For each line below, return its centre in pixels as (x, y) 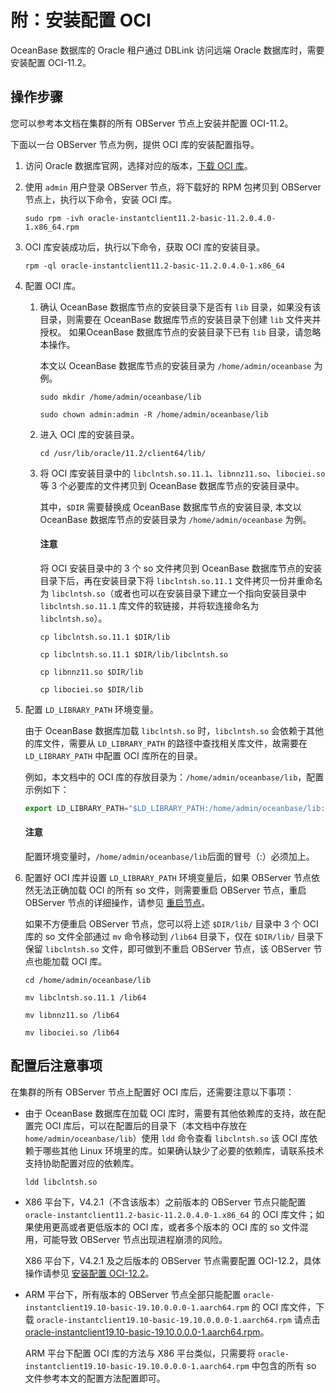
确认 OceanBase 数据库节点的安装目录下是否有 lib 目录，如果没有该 (180, 307)
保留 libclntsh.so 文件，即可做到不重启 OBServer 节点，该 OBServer (168, 949)
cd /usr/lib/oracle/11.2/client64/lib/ (123, 453)
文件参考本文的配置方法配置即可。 (95, 1378)
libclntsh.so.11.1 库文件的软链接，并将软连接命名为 (149, 605)
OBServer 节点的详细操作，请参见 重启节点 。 (117, 903)
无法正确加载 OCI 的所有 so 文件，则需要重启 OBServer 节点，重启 (170, 890)
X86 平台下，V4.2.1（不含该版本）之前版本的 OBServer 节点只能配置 (165, 1202)
